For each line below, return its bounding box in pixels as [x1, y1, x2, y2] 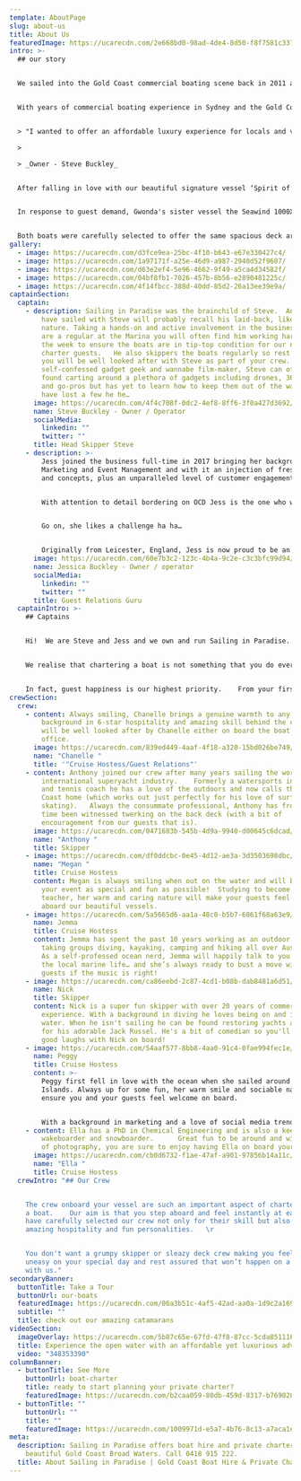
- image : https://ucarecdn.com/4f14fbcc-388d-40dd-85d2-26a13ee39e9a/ [17, 282, 287, 291]
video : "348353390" [17, 1349, 90, 1358]
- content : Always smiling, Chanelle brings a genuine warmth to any [25, 710, 291, 719]
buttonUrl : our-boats [17, 1291, 99, 1300]
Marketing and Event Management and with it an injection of [41, 465, 275, 474]
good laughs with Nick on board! [41, 1035, 167, 1044]
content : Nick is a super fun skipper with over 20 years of [32, 1002, 267, 1011]
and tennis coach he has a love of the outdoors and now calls [41, 784, 282, 794]
